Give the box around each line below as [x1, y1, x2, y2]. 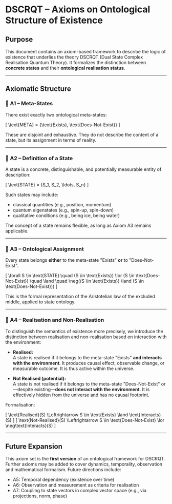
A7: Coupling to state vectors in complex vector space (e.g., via [12, 488, 147, 494]
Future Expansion [5, 442, 63, 451]
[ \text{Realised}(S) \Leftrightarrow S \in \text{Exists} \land [5, 412, 128, 418]
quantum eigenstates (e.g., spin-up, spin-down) [12, 207, 114, 213]
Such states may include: [5, 191, 59, 198]
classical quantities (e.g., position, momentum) [12, 201, 112, 207]
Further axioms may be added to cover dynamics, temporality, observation [5, 461, 163, 468]
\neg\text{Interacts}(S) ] [5, 422, 56, 429]
